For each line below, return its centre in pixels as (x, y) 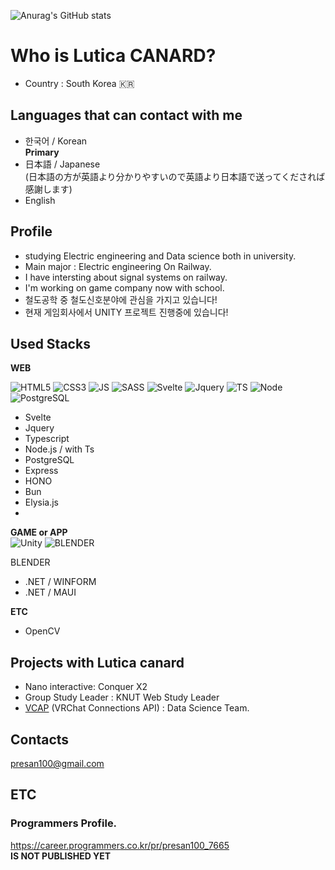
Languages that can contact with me (126, 115)
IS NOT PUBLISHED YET (61, 856)
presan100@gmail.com (57, 763)
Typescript (47, 439)
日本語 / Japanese (62, 164)
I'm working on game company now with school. (124, 287)
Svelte (38, 417)
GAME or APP (39, 532)
